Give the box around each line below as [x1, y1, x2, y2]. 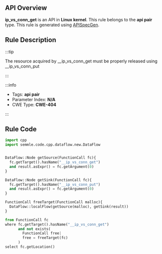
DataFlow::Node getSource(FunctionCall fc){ [5, 155, 96, 160]
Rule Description [5, 36, 57, 44]
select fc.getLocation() [5, 244, 55, 250]
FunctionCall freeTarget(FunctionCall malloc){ [5, 200, 103, 205]
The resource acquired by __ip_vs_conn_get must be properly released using [5, 58, 158, 64]
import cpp [5, 138, 27, 143]
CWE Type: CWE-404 [12, 102, 57, 107]
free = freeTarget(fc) [22, 236, 68, 240]
